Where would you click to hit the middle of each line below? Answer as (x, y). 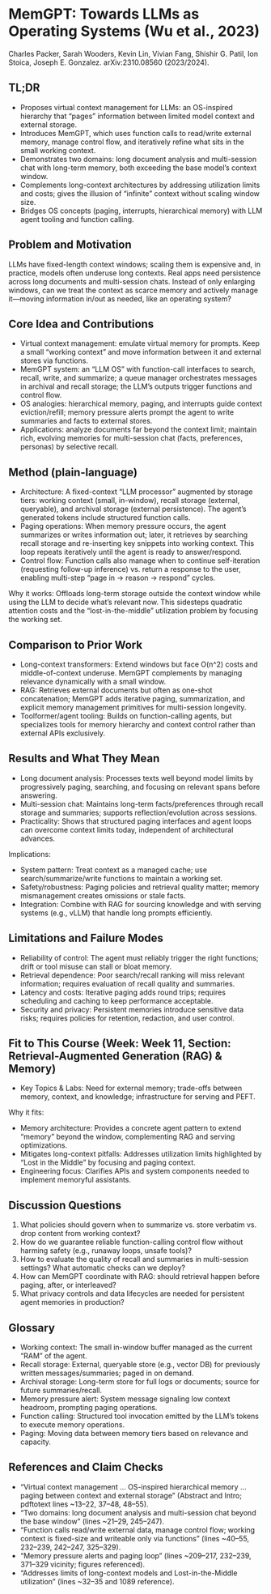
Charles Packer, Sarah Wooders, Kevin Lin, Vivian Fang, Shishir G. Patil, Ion (133, 53)
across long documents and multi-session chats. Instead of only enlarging (132, 281)
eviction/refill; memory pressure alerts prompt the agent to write (127, 412)
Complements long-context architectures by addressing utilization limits (140, 185)
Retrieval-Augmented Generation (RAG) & (115, 1057)
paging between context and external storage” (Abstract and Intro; (131, 1495)
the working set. (36, 620)
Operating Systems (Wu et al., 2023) (134, 31)
